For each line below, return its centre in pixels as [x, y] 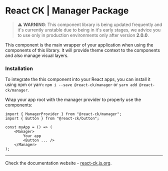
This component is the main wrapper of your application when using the [79, 44]
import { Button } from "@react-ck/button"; [52, 118]
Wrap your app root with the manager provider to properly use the [73, 99]
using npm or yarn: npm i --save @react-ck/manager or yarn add [71, 84]
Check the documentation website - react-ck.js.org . [58, 163]
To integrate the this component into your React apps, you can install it [78, 79]
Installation [19, 68]
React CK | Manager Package [67, 11]
